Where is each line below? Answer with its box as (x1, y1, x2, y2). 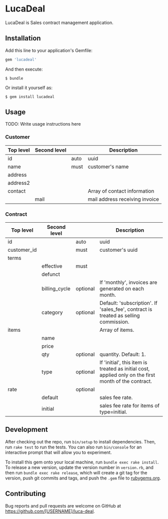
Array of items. (99, 326, 134, 333)
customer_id (7, 246, 37, 253)
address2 (7, 179, 30, 186)
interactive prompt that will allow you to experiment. (5, 449, 112, 455)
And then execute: (5, 66, 43, 72)
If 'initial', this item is (99, 359, 147, 366)
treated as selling (99, 312, 140, 319)
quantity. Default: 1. (99, 351, 146, 358)
